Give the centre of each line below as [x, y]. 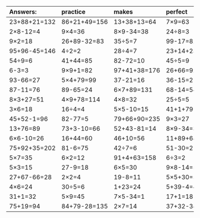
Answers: [23, 12]
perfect [176, 12]
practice [74, 12]
